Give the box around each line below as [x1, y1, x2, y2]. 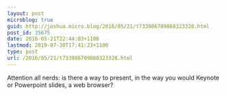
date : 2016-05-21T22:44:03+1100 [7, 36, 99, 43]
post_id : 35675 [7, 29, 51, 36]
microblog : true [7, 16, 53, 23]
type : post [7, 49, 38, 56]
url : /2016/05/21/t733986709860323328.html [7, 55, 134, 62]
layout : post [7, 10, 45, 17]
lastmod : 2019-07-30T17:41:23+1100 [7, 42, 109, 49]
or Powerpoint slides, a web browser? [7, 80, 114, 89]
